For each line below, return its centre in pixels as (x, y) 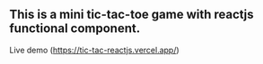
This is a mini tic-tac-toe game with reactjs (131, 15)
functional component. (75, 29)
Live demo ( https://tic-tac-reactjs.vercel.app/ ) (94, 50)
